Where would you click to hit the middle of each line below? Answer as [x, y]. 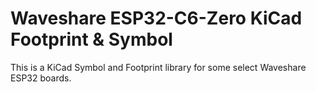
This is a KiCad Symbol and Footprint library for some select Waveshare [158, 67]
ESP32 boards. [41, 78]
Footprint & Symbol [91, 39]
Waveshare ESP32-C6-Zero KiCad [156, 18]
